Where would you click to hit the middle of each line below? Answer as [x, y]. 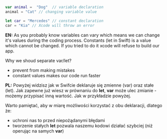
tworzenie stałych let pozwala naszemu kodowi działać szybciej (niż [83, 126]
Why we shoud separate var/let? [38, 60]
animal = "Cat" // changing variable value [51, 12]
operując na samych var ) [38, 131]
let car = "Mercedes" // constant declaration [54, 21]
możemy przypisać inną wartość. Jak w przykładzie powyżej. [68, 96]
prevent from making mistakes [44, 70]
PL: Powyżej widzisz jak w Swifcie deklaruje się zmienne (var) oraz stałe [80, 85]
